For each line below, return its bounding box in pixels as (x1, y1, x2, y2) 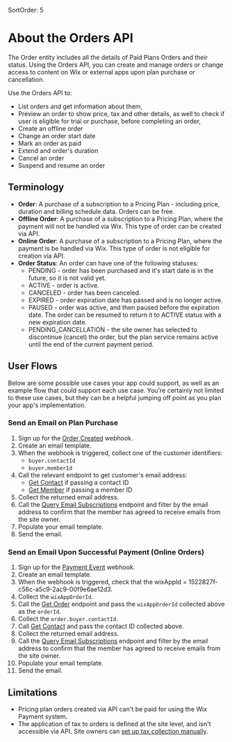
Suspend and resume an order (17, 161, 106, 170)
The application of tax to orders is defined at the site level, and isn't (17, 719, 211, 728)
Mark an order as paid (17, 139, 82, 147)
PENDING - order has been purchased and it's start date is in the (28, 266, 214, 274)
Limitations (8, 686, 58, 698)
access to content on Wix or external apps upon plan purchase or (8, 67, 195, 76)
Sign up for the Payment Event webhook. (17, 563, 135, 572)
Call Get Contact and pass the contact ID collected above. (17, 622, 184, 631)
